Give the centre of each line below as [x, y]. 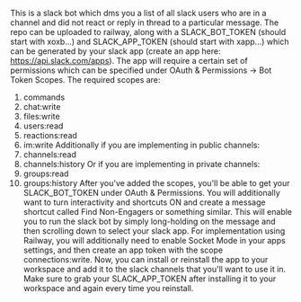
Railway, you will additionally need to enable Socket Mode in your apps [154, 240]
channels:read [50, 155]
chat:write [42, 107]
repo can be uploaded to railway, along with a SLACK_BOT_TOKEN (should [148, 32]
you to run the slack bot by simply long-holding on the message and [150, 221]
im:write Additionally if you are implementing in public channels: [141, 145]
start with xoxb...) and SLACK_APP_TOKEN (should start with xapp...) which [150, 41]
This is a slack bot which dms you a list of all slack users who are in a [138, 13]
